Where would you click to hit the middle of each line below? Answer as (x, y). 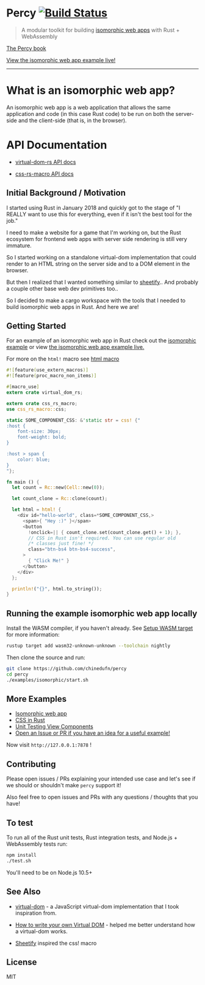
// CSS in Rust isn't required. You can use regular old (102, 538)
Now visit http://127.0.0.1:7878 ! (49, 745)
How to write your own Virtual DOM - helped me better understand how (105, 925)
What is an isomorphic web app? (91, 91)
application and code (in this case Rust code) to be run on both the (90, 114)
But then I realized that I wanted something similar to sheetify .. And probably (102, 282)
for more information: (33, 635)
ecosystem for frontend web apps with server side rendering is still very (97, 239)
